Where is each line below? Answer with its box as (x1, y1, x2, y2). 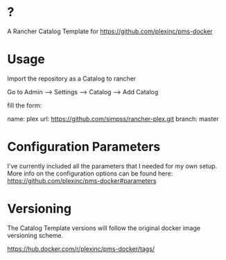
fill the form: (7, 101, 42, 110)
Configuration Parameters (7, 139, 161, 155)
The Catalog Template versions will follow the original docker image (7, 223, 201, 232)
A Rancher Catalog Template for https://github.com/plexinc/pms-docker (7, 27, 213, 35)
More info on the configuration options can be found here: (7, 169, 173, 177)
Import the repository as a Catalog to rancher (7, 74, 137, 83)
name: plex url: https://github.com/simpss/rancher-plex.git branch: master (7, 114, 220, 123)
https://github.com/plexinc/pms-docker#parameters (7, 176, 157, 184)
